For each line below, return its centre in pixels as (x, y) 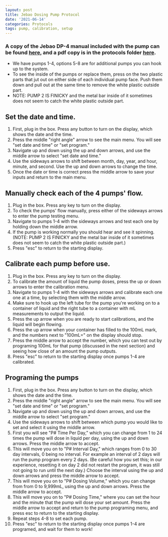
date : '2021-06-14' (26, 19)
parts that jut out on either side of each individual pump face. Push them (87, 80)
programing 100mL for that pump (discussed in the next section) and (83, 345)
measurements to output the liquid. (49, 314)
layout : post (19, 10)
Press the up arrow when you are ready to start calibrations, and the (83, 319)
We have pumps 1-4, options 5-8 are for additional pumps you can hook (87, 64)
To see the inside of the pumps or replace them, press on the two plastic (88, 74)
